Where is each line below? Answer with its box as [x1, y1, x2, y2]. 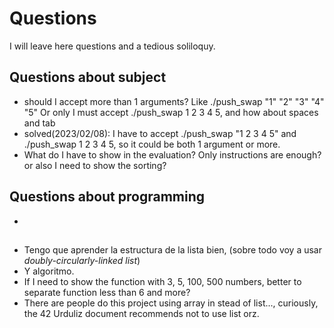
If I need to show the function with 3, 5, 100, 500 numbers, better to [23, 275, 302, 287]
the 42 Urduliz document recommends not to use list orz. [23, 307, 260, 319]
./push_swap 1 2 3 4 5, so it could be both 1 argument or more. [23, 138, 281, 150]
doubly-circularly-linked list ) [23, 254, 141, 266]
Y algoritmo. [23, 265, 75, 277]
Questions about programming [9, 188, 206, 206]
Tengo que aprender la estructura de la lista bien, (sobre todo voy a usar [23, 243, 322, 256]
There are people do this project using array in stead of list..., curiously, [23, 297, 319, 309]
